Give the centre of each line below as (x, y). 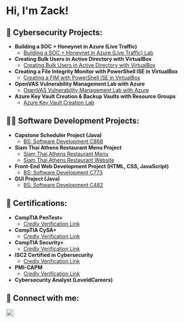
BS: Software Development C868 (63, 141)
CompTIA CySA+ (35, 230)
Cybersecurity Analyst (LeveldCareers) (64, 280)
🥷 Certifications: (37, 203)
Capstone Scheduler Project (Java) (58, 135)
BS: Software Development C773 (63, 172)
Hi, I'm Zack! (38, 11)
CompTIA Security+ (39, 242)
